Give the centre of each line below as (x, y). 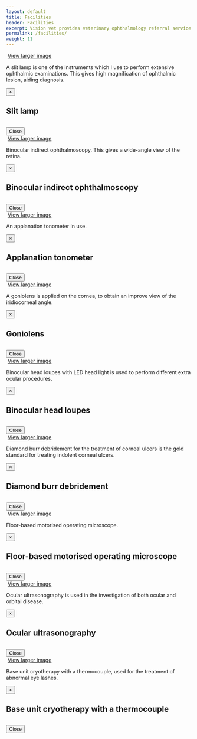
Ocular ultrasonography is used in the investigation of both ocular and (91, 595)
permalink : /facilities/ (37, 34)
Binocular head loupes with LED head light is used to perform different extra (98, 372)
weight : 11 (19, 39)
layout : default (26, 12)
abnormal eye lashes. (32, 678)
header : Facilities (30, 22)
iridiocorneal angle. (29, 302)
